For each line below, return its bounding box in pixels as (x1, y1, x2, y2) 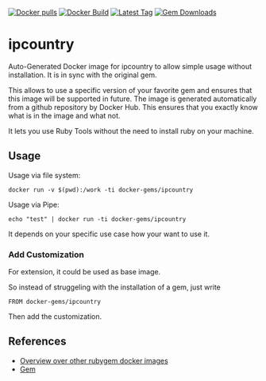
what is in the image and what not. (8, 111, 121, 120)
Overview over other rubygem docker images (19, 356, 168, 365)
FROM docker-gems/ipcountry (8, 298, 102, 306)
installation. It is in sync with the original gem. (8, 70, 157, 80)
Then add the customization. (8, 312, 102, 321)
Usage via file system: (8, 170, 81, 180)
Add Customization (8, 249, 85, 260)
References (8, 335, 67, 348)
